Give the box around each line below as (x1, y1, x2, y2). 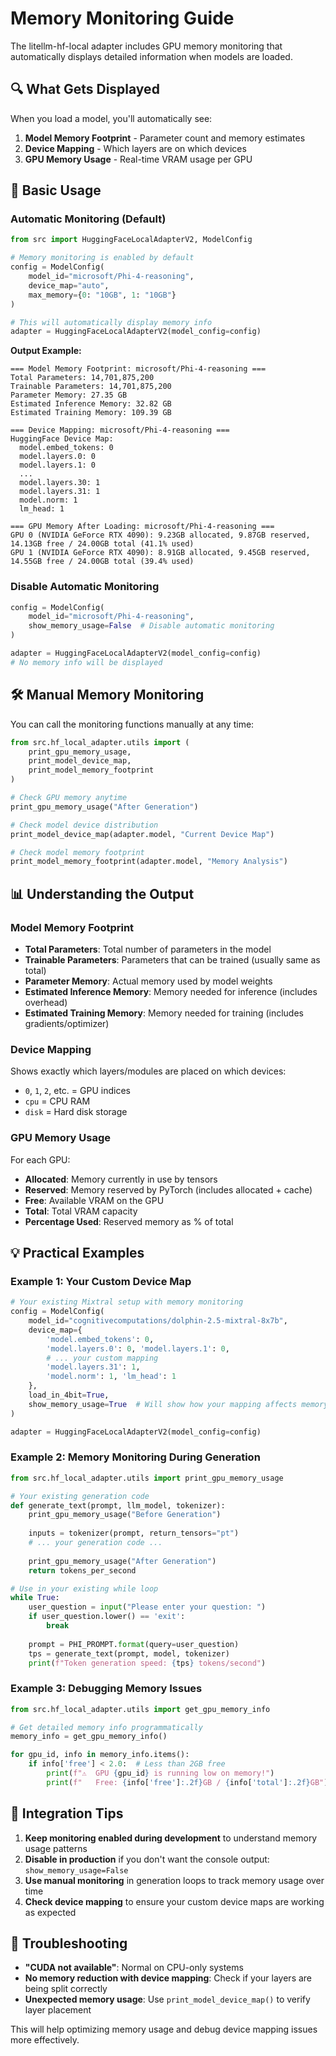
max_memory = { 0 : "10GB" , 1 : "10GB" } (28, 290, 177, 300)
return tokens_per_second (28, 1565, 137, 1576)
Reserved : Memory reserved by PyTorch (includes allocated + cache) (24, 1183, 313, 1196)
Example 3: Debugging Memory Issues (10, 1682, 203, 1696)
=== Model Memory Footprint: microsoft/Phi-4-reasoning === (10, 364, 267, 374)
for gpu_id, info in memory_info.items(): (10, 1750, 190, 1760)
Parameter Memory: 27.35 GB (10, 390, 128, 401)
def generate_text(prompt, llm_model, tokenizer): (10, 1500, 226, 1511)
